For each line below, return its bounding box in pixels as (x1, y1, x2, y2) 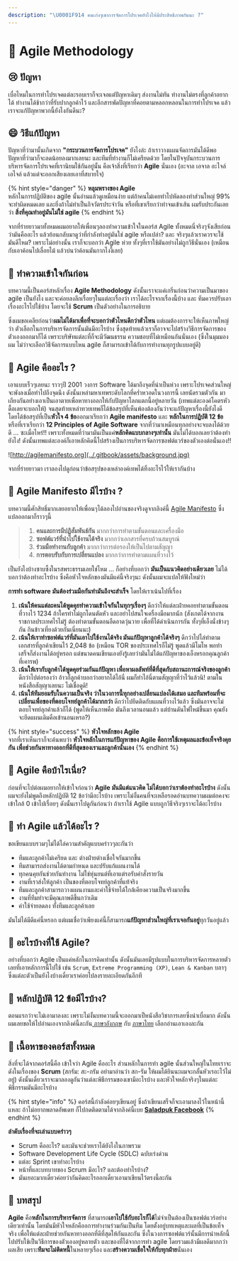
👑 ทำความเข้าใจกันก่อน (8, 267, 89, 279)
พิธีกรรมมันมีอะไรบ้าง (8, 1083, 57, 1091)
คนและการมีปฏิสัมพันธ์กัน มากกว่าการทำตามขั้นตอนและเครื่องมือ (35, 526, 184, 535)
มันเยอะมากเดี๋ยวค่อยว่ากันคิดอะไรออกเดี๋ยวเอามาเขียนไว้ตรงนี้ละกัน (18, 1173, 172, 1181)
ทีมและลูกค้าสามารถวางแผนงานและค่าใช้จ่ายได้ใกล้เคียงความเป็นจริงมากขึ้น (18, 885, 191, 894)
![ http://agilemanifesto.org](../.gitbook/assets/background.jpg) (8, 451, 190, 459)
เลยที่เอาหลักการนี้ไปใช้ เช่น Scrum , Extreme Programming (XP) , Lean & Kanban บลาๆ (8, 963, 227, 972)
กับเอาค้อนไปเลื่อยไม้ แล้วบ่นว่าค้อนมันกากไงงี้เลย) (8, 246, 123, 255)
